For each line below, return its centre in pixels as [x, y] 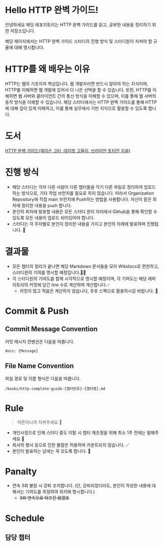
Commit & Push [37, 311]
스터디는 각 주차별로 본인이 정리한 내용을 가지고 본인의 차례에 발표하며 [79, 224]
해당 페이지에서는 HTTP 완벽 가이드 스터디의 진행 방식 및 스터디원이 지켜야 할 [79, 41]
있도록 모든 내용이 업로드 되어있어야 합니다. [53, 217]
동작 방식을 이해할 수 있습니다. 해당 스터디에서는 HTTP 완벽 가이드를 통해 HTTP [81, 102]
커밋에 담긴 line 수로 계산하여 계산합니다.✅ [70, 285]
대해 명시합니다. [29, 47]
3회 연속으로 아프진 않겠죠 [44, 498]
